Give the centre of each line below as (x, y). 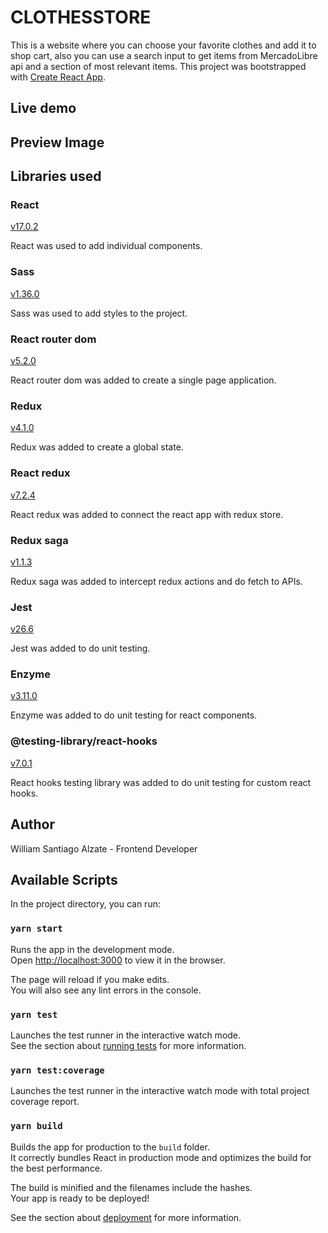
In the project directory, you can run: (85, 904)
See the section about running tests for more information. (128, 1045)
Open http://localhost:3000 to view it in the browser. (118, 960)
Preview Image (57, 142)
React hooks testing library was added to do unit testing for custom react (161, 782)
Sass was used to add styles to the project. (99, 313)
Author (32, 824)
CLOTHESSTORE (81, 17)
